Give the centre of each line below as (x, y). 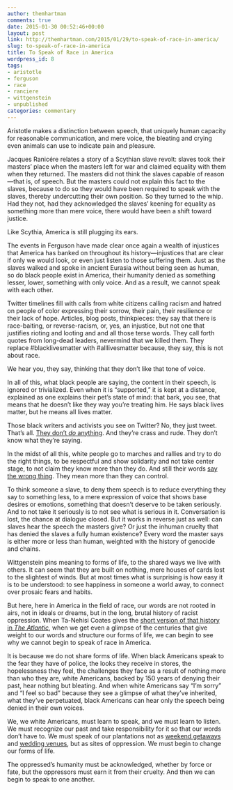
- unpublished (28, 105)
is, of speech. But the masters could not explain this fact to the (116, 181)
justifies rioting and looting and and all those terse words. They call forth (111, 333)
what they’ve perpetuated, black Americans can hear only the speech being (116, 700)
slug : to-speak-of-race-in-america (59, 46)
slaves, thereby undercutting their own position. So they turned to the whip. (115, 196)
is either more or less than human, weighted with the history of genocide (111, 541)
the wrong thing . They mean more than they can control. (88, 476)
